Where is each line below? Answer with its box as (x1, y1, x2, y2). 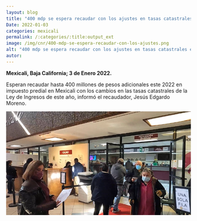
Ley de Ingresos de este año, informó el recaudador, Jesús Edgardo (6, 93, 170, 100)
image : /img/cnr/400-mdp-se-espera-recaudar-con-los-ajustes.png (6, 40, 169, 46)
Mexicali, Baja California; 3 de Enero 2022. (6, 69, 113, 76)
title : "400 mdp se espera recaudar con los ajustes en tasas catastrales (6, 15, 193, 22)
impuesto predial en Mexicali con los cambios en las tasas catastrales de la (6, 87, 188, 94)
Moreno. (6, 100, 26, 107)
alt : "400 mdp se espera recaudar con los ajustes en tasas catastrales (6, 47, 188, 53)
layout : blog (6, 9, 38, 15)
